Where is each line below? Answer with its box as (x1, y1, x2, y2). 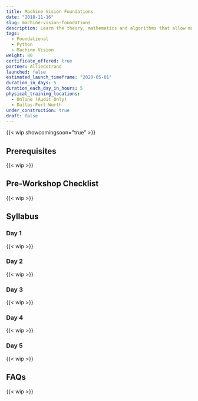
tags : (6, 31, 19, 37)
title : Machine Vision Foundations (6, 8, 94, 15)
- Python (11, 42, 33, 48)
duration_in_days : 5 (6, 80, 57, 86)
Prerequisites (6, 146, 57, 156)
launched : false (6, 69, 46, 75)
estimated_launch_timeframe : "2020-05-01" (6, 74, 112, 80)
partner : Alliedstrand (6, 63, 62, 70)
